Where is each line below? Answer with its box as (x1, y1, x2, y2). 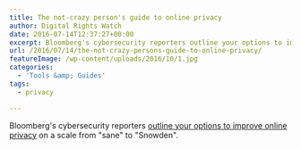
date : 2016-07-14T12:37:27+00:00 (9, 29, 134, 38)
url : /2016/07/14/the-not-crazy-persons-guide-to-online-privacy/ (9, 46, 262, 55)
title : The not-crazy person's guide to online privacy (9, 12, 222, 22)
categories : (9, 63, 54, 72)
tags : (9, 79, 30, 88)
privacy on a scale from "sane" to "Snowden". (9, 129, 179, 140)
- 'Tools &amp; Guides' (17, 71, 106, 80)
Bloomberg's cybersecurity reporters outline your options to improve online (9, 120, 288, 130)
